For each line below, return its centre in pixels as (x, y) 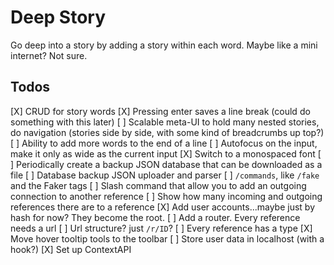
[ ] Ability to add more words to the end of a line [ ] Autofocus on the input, (164, 143)
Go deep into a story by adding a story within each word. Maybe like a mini (164, 45)
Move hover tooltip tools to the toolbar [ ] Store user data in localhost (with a (167, 238)
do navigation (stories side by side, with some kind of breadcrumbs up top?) (167, 132)
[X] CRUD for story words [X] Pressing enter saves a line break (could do (160, 111)
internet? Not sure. (49, 55)
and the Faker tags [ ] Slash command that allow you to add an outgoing (158, 185)
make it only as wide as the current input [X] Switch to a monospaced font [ (166, 153)
